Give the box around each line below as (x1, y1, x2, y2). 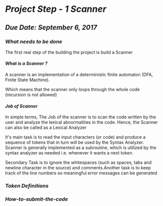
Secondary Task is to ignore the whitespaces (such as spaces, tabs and (5, 159, 152, 165)
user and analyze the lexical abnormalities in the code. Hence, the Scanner (5, 119, 158, 125)
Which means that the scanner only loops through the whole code (5, 87, 140, 93)
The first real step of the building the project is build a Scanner (5, 49, 133, 55)
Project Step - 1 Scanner (5, 3, 107, 15)
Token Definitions (5, 182, 49, 189)
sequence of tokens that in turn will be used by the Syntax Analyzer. (5, 140, 144, 146)
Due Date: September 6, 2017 (5, 23, 98, 32)
